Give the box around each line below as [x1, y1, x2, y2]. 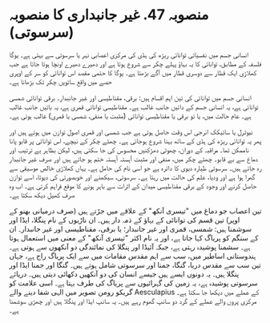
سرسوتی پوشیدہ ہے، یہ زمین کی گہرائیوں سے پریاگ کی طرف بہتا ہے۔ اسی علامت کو [9, 278, 259, 288]
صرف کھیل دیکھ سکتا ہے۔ [9, 190, 75, 200]
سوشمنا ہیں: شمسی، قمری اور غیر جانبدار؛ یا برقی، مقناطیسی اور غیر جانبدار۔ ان [9, 224, 252, 233]
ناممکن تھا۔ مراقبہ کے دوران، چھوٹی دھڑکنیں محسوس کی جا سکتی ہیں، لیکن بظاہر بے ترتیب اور [9, 144, 249, 154]
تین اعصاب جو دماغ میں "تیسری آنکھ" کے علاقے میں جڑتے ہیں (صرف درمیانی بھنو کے [9, 206, 262, 216]
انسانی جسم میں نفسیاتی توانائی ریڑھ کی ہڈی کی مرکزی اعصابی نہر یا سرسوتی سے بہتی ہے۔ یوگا [9, 50, 249, 59]
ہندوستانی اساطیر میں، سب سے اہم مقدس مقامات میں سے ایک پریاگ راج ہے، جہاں [9, 251, 256, 260]
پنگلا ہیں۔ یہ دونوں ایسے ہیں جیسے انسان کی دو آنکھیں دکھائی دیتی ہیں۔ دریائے [9, 268, 240, 278]
